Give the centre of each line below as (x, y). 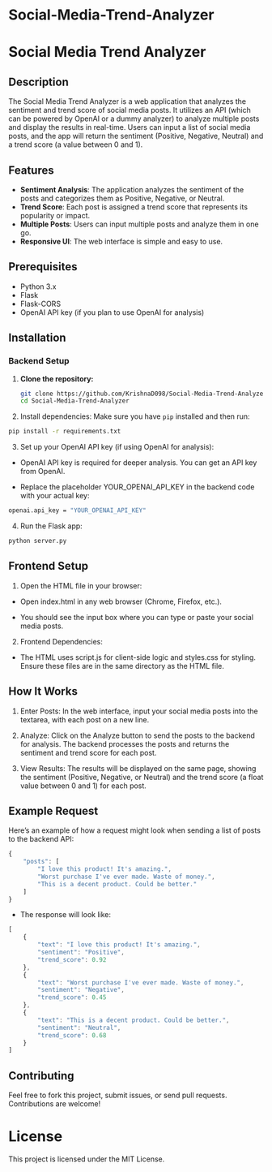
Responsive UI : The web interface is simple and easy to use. (121, 241)
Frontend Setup (49, 566)
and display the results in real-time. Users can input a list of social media (130, 127)
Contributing (41, 1076)
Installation (37, 338)
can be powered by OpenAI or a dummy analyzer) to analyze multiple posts (134, 118)
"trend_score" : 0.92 (72, 959)
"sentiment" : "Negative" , (81, 990)
